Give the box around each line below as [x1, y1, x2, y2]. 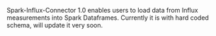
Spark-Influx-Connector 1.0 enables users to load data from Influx [6, 6, 199, 14]
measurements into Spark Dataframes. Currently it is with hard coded [6, 13, 210, 22]
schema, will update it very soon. [6, 21, 103, 29]
